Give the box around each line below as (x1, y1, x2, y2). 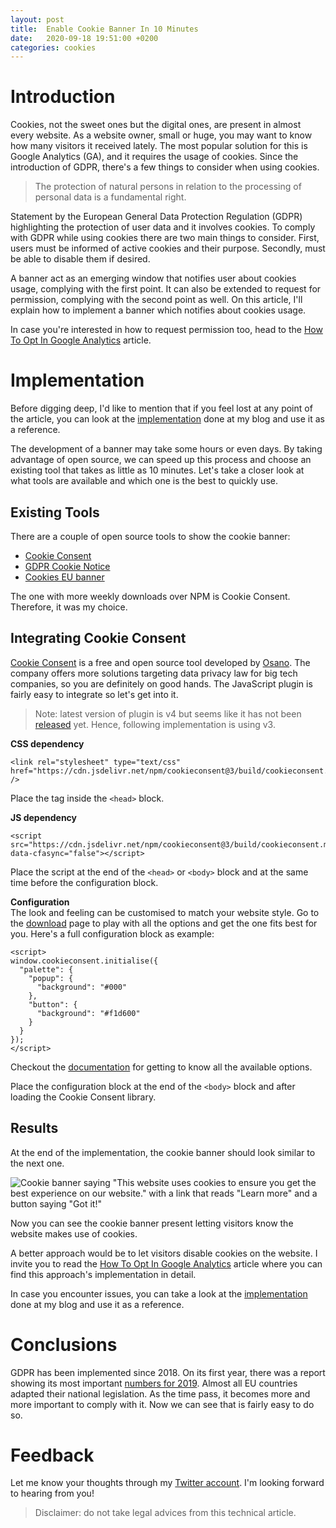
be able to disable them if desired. (10, 253, 151, 265)
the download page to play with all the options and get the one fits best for (10, 917, 318, 929)
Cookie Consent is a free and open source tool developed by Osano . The (10, 656, 311, 668)
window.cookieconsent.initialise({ (10, 956, 159, 966)
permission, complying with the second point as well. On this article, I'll (10, 294, 303, 306)
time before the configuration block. (10, 876, 159, 888)
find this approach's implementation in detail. (10, 1268, 197, 1280)
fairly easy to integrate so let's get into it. (10, 688, 179, 700)
